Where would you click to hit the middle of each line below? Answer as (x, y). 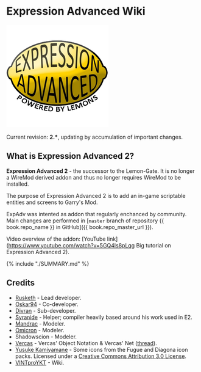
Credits (21, 283)
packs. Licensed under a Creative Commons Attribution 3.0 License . (101, 356)
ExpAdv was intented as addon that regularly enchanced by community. (97, 214)
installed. (18, 184)
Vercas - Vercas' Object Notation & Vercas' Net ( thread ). (86, 343)
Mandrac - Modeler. (40, 323)
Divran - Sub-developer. (45, 310)
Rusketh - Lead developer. (48, 297)
